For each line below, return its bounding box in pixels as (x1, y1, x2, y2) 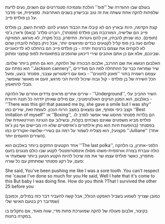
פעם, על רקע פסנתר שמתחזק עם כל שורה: (5, 158, 84, 164)
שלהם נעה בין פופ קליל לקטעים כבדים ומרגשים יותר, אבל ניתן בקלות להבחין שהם (5, 40, 155, 46)
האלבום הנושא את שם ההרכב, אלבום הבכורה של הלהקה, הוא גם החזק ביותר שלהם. (5, 60, 161, 66)
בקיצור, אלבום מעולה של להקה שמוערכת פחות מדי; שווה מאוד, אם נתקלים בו (5, 208, 148, 214)
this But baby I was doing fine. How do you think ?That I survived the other (5, 178, 157, 184)
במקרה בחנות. (5, 213, 32, 219)
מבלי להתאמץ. (5, 81, 33, 87)
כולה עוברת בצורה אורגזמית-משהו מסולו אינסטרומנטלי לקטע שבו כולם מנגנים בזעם (5, 148, 160, 153)
